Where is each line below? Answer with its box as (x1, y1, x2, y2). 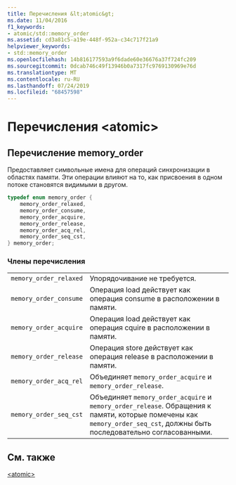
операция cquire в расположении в (89, 323, 211, 332)
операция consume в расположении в (89, 294, 220, 304)
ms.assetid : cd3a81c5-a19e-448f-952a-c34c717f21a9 (7, 37, 159, 44)
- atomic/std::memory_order (7, 30, 90, 37)
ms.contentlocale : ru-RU (7, 75, 80, 83)
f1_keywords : (7, 23, 46, 30)
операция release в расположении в (89, 352, 214, 362)
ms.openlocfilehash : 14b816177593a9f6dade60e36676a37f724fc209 (7, 56, 197, 63)
